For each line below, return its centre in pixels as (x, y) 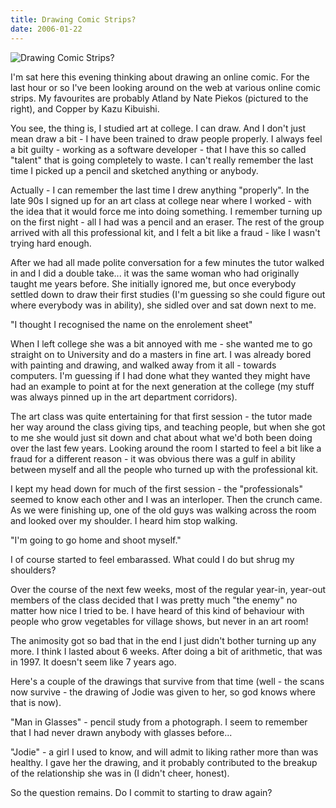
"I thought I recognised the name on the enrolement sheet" (131, 324)
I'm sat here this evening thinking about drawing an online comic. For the (160, 77)
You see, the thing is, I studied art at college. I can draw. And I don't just (158, 128)
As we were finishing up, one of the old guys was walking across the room (163, 510)
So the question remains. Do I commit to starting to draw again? (141, 792)
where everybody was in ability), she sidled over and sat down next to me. (163, 305)
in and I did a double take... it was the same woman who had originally (155, 273)
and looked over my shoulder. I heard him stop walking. (124, 520)
